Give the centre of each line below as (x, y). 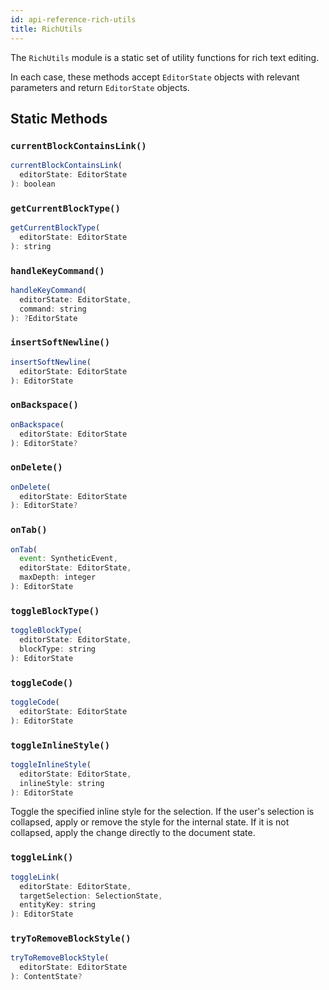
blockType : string (58, 649)
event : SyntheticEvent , (68, 559)
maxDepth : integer (58, 577)
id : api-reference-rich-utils (73, 19)
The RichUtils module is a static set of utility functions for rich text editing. (165, 57)
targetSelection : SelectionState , (91, 896)
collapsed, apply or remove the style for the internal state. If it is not (150, 822)
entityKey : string (58, 905)
